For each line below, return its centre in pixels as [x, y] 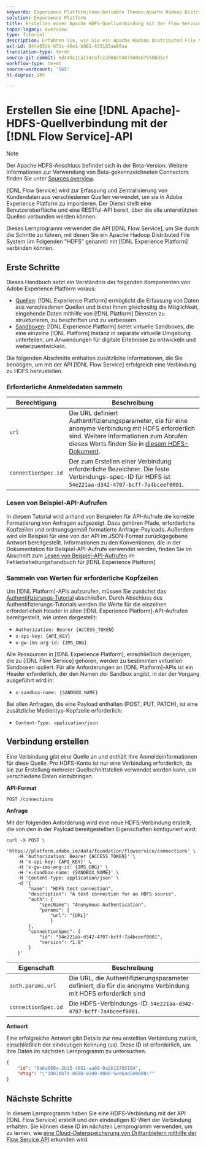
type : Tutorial [26, 35]
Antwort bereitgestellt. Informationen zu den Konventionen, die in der [94, 542]
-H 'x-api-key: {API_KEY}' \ [55, 862]
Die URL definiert [93, 413]
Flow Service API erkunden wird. [48, 1140]
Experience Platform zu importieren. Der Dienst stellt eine [79, 204]
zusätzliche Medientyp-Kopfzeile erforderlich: [64, 710]
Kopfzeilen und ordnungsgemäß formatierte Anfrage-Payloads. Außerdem [100, 529]
